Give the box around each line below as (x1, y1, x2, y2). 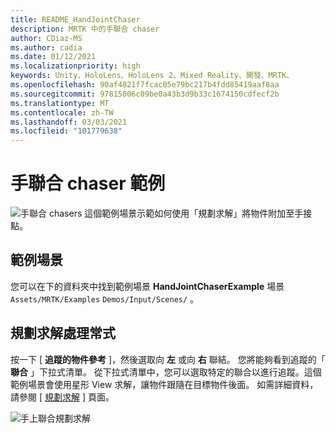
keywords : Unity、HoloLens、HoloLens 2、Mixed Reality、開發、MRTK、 (10, 71, 295, 81)
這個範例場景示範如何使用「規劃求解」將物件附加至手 (84, 207, 304, 220)
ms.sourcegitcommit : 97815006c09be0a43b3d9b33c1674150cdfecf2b (10, 89, 280, 99)
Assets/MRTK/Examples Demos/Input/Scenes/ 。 (10, 292, 200, 305)
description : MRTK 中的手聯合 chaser (10, 24, 160, 34)
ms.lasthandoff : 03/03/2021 (10, 117, 128, 127)
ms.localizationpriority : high (10, 61, 141, 71)
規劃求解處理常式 (10, 325, 116, 342)
